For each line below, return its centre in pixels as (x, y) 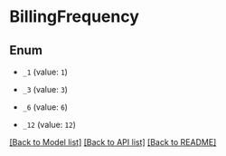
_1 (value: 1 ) (45, 72)
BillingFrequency (75, 17)
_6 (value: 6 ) (45, 107)
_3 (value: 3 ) (45, 89)
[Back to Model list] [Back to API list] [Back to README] (113, 142)
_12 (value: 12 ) (49, 125)
